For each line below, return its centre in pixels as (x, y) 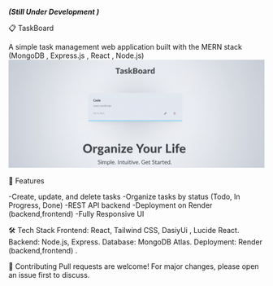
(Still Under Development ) (54, 12)
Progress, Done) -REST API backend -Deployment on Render (110, 205)
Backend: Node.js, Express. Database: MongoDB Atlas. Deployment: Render (135, 242)
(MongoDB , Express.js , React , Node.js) (76, 55)
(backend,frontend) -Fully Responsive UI (76, 213)
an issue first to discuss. (49, 275)
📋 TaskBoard (31, 28)
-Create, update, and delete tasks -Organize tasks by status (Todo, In (125, 196)
